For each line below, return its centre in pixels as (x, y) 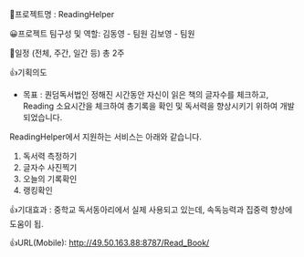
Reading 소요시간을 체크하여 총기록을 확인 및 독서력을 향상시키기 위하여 (150, 106)
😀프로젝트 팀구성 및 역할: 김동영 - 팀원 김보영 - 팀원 (102, 34)
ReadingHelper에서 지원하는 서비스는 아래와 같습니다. (106, 137)
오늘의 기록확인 (50, 179)
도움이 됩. (26, 224)
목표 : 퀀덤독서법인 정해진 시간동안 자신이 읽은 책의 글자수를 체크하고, (146, 94)
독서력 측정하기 (50, 156)
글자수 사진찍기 (50, 167)
